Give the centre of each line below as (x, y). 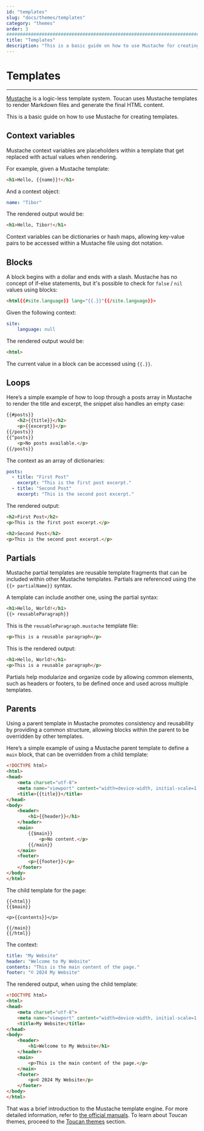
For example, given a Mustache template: (58, 168)
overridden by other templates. (45, 736)
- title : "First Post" (40, 477)
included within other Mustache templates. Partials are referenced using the (101, 579)
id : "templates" (27, 12)
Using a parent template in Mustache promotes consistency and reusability (100, 723)
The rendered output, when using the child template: (72, 984)
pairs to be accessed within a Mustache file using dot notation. (85, 243)
